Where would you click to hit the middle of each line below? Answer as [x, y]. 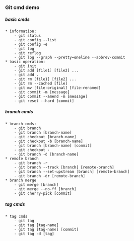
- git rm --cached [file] [41, 83]
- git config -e [31, 44]
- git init [25, 66]
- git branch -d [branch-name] [46, 154]
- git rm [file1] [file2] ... [45, 79]
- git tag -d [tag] [34, 234]
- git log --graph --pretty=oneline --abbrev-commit [70, 57]
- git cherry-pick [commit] [43, 193]
